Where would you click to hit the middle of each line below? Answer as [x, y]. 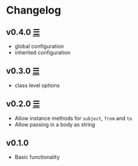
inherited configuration [42, 53]
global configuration [39, 46]
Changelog [34, 10]
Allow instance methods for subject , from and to [73, 118]
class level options [37, 85]
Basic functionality [37, 157]
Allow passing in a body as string [55, 124]
